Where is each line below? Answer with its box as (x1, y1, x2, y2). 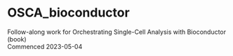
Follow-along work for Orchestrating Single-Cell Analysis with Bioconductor (7, 28, 227, 36)
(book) (7, 35, 27, 43)
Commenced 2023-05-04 (7, 42, 83, 50)
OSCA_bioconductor (7, 5, 130, 21)
